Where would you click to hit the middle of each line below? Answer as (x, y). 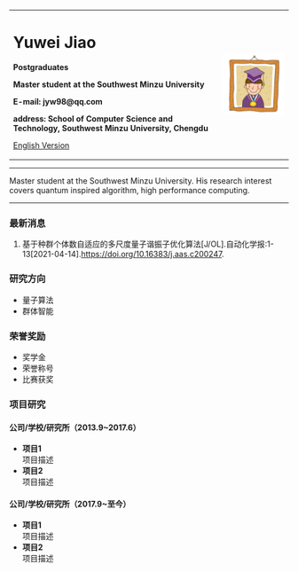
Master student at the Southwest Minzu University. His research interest (141, 181)
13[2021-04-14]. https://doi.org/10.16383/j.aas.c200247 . (123, 255)
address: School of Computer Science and (93, 118)
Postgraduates (41, 67)
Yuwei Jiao (55, 42)
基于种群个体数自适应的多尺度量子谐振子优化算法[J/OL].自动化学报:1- (148, 244)
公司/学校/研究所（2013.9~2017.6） (75, 427)
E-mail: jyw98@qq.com (58, 101)
